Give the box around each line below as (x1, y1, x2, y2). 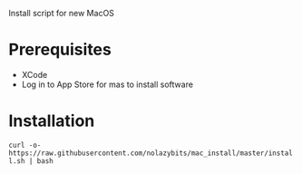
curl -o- (8, 140, 42, 150)
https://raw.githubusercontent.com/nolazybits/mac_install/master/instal (8, 149, 294, 158)
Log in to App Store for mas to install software (21, 79, 194, 90)
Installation (8, 111, 95, 131)
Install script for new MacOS (8, 8, 115, 18)
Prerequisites (8, 40, 112, 60)
